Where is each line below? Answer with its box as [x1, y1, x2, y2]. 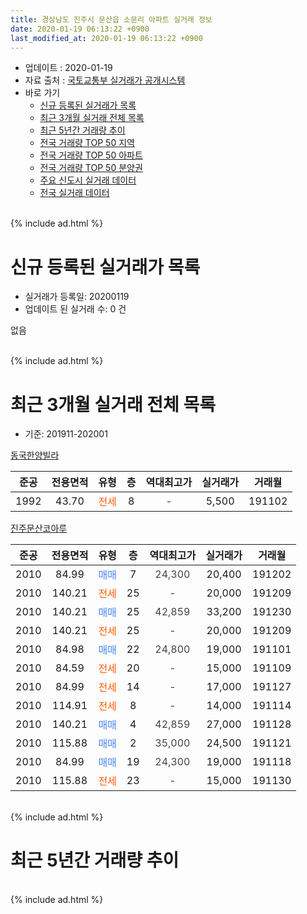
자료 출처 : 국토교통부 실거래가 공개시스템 [24, 74, 186, 86]
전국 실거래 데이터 [39, 187, 110, 199]
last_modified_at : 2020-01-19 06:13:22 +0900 [10, 33, 203, 43]
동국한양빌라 [10, 449, 60, 461]
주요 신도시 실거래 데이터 [39, 174, 137, 186]
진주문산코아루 [10, 522, 68, 535]
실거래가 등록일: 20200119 [24, 291, 130, 303]
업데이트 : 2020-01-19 [24, 62, 113, 74]
